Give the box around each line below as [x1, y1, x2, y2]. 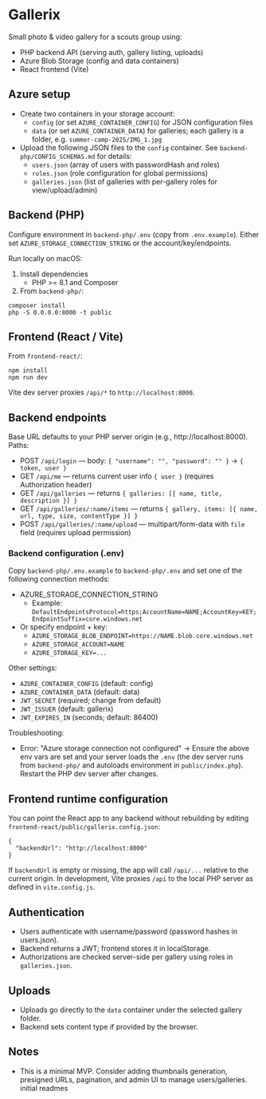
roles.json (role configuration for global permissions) [31, 168, 209, 177]
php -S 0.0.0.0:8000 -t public [8, 308, 112, 316]
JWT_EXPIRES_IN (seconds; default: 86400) [19, 712, 158, 722]
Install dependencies [19, 269, 89, 279]
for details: [96, 151, 132, 161]
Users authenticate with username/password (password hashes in [19, 926, 237, 936]
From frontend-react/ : [8, 351, 83, 361]
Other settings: [8, 663, 57, 672]
